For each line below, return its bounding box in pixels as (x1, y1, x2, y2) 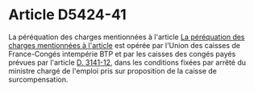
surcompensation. (8, 74, 69, 84)
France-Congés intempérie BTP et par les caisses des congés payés (8, 49, 236, 58)
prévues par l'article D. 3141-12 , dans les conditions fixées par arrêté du (8, 58, 246, 67)
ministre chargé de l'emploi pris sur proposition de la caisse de (8, 66, 218, 75)
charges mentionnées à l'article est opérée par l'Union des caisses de (8, 40, 240, 50)
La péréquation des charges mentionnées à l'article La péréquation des (8, 32, 245, 42)
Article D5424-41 (8, 6, 127, 24)
